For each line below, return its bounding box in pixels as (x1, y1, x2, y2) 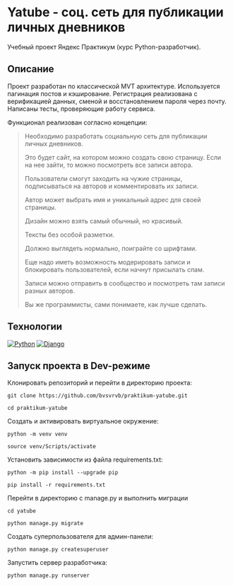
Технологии (7, 321, 62, 333)
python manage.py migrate (7, 520, 83, 527)
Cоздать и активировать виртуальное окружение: (7, 417, 159, 426)
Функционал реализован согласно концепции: (7, 118, 148, 127)
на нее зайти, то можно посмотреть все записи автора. (24, 160, 193, 169)
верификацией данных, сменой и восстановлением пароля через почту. (7, 97, 227, 105)
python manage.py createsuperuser (7, 546, 109, 553)
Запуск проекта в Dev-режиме (7, 360, 150, 372)
